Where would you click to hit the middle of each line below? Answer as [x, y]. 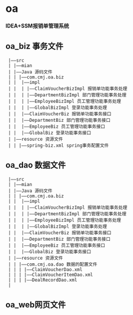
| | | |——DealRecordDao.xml [43, 280]
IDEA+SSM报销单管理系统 [37, 26]
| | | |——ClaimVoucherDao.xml [45, 269]
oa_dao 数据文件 [36, 165]
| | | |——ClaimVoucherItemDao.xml [51, 275]
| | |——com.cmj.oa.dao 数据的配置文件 [53, 264]
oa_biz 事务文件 [34, 46]
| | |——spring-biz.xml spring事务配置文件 [58, 145]
